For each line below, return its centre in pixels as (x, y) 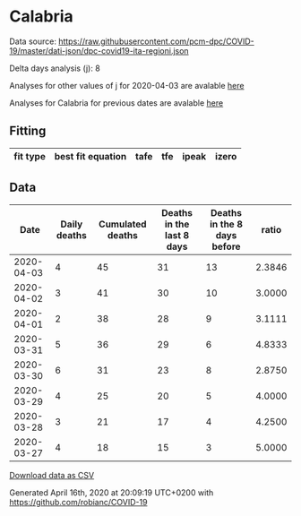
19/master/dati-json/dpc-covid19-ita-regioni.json (99, 50)
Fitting (28, 131)
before (226, 246)
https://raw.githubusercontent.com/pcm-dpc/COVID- (156, 41)
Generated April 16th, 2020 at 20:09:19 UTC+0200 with (112, 492)
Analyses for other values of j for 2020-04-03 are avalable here (127, 85)
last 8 (177, 235)
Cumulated (122, 224)
